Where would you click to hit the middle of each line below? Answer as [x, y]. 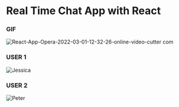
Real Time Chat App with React [84, 11]
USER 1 [16, 57]
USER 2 [17, 85]
